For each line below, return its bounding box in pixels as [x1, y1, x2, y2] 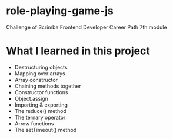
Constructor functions [14, 88, 69, 95]
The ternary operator [14, 114, 66, 121]
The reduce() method [14, 107, 66, 114]
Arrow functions [14, 120, 54, 127]
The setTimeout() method [14, 126, 77, 133]
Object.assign [14, 95, 49, 102]
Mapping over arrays [14, 69, 66, 77]
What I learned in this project [6, 44, 150, 58]
